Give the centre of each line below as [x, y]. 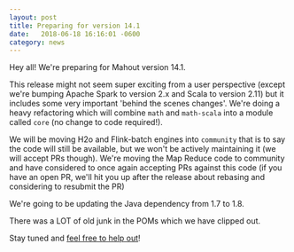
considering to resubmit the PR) [67, 186]
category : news [37, 42]
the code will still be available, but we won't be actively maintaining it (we [143, 149]
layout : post [33, 17]
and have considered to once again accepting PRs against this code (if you [146, 168]
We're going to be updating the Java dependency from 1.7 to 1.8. [127, 204]
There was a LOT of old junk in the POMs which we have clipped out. [135, 221]
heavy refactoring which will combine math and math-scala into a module [141, 113]
